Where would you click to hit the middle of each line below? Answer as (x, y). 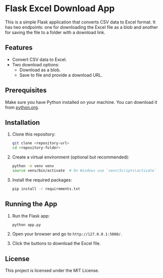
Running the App (31, 204)
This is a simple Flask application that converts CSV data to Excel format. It (80, 22)
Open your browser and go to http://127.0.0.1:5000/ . (67, 234)
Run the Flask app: (31, 216)
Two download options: (36, 64)
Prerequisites (26, 90)
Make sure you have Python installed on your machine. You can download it (81, 102)
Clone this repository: (34, 134)
